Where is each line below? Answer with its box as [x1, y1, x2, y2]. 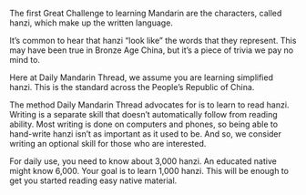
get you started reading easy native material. [9, 175, 178, 186]
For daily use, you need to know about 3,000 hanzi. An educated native [9, 156, 278, 167]
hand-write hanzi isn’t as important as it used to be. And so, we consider [9, 128, 282, 139]
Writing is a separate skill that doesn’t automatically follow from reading [9, 109, 278, 119]
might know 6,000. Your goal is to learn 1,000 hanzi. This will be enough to [9, 166, 290, 176]
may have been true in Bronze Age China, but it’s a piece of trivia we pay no [9, 45, 294, 56]
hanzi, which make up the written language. [9, 17, 173, 28]
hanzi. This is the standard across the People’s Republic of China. [9, 82, 255, 92]
